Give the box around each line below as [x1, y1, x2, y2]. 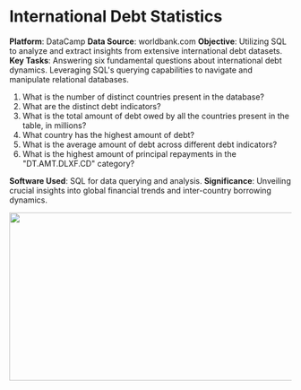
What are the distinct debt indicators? [21, 100, 161, 111]
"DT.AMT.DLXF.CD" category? [21, 158, 135, 169]
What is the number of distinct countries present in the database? [21, 91, 265, 102]
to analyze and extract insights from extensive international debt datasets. [9, 45, 283, 56]
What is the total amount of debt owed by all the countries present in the [21, 110, 289, 121]
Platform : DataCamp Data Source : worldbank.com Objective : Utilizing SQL [9, 36, 287, 47]
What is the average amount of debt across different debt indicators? [21, 139, 278, 150]
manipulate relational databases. [9, 74, 130, 84]
